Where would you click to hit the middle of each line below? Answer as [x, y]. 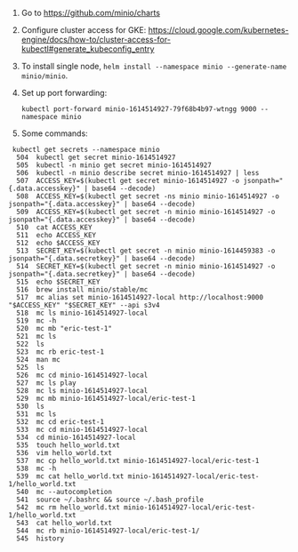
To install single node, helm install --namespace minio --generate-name [154, 66]
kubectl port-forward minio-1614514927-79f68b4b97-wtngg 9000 [139, 109]
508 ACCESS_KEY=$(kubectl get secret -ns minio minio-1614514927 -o [148, 196]
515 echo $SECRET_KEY [58, 282]
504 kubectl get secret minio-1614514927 [96, 157]
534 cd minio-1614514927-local [77, 437]
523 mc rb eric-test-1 [60, 352]
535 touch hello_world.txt [68, 445]
